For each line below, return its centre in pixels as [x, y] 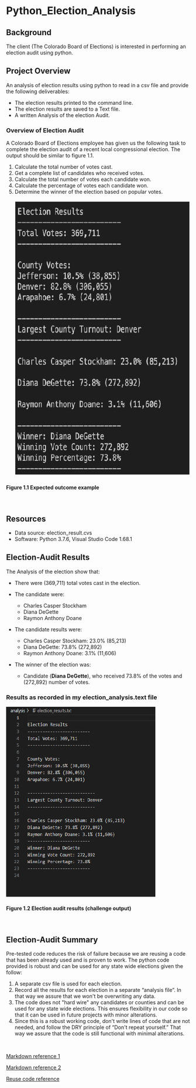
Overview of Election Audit [45, 130]
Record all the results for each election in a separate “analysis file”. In [98, 990]
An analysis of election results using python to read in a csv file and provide [97, 85]
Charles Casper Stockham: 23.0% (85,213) [75, 641]
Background [29, 32]
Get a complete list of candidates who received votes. [79, 173]
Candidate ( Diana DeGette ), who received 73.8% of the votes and [103, 676]
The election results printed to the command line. [74, 102]
